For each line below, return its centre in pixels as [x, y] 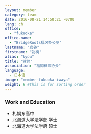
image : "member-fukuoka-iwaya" [38, 80]
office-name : [19, 38]
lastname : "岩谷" [22, 47]
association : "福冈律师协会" [33, 66]
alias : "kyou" [20, 56]
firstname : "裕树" [23, 52]
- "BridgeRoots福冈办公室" [36, 43]
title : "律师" [19, 61]
